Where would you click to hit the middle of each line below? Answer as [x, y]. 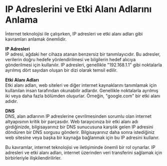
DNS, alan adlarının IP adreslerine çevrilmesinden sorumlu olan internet [78, 116]
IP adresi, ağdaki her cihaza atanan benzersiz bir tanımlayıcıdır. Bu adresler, [83, 54]
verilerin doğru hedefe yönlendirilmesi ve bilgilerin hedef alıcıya [70, 59]
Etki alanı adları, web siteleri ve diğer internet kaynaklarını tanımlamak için [81, 85]
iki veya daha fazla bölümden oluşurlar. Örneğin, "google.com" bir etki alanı [83, 96]
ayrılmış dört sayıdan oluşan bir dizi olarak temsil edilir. [61, 70]
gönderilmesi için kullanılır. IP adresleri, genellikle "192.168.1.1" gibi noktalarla [84, 65]
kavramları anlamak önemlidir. [36, 39]
